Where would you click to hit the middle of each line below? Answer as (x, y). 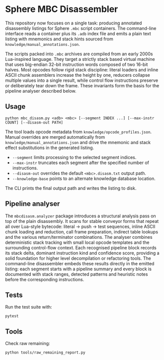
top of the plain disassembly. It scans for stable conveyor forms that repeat (82, 221)
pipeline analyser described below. (41, 91)
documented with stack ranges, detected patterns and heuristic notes (77, 274)
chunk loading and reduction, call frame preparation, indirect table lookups (82, 232)
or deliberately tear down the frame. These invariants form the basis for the (82, 85)
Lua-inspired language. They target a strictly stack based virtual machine (80, 59)
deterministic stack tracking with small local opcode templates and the (77, 242)
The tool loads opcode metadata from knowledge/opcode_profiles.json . (79, 132)
